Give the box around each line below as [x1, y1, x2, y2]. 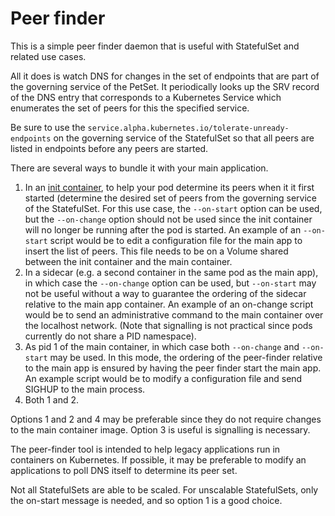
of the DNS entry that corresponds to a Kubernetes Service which [10, 91, 282, 103]
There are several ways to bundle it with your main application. [10, 162, 269, 174]
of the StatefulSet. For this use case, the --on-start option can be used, [24, 202, 323, 214]
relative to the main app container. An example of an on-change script [24, 298, 314, 310]
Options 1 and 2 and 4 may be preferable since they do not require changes [10, 413, 322, 425]
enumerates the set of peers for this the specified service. [10, 102, 250, 114]
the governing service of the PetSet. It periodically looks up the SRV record [10, 80, 320, 92]
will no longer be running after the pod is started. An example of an [24, 223, 302, 236]
